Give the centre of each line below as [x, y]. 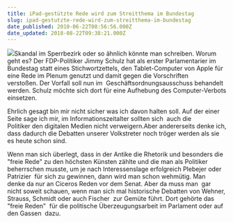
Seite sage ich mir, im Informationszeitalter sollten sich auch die [99, 119]
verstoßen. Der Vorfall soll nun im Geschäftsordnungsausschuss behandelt [115, 83]
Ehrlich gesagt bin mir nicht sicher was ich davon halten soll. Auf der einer [114, 111]
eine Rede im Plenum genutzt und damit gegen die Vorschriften [98, 76]
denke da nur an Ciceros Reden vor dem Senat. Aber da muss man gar [109, 184]
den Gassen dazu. [34, 213]
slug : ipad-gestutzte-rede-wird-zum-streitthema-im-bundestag [99, 20]
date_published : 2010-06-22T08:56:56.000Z [70, 26]
